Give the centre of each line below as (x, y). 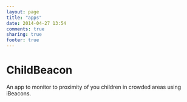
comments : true (25, 29)
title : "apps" (24, 18)
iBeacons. (19, 93)
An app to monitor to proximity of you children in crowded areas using (94, 87)
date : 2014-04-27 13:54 (36, 23)
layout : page (23, 12)
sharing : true (24, 35)
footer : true (23, 40)
